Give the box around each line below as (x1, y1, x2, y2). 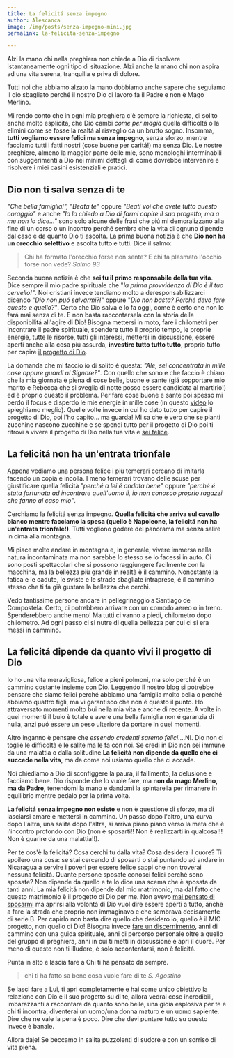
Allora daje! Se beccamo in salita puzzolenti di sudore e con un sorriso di (7, 1035, 216, 1043)
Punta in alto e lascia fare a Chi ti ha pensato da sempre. (7, 958, 169, 966)
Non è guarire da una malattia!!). (7, 834, 99, 842)
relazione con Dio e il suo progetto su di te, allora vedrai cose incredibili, (7, 992, 214, 1001)
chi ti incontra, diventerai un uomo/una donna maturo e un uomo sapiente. (7, 1007, 220, 1015)
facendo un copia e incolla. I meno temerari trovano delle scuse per (7, 474, 200, 482)
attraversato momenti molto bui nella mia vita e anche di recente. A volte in (7, 705, 221, 713)
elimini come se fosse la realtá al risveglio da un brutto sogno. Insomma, (7, 126, 214, 135)
